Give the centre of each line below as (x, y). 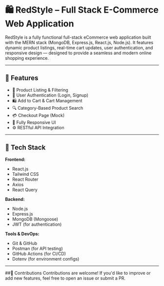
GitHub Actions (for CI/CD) (39, 254)
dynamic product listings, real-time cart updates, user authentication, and (79, 48)
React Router (25, 179)
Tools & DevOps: (22, 234)
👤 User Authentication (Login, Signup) (50, 95)
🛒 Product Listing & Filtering (40, 90)
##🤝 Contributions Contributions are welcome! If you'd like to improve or (78, 273)
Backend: (15, 199)
